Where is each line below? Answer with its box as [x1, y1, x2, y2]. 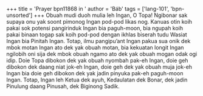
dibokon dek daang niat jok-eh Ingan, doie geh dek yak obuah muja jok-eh [6, 63, 193, 70]
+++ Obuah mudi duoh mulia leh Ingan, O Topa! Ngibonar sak [33, 12, 188, 19]
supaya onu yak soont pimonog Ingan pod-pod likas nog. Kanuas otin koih [6, 18, 193, 25]
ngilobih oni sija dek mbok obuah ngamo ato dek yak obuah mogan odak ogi [6, 50, 198, 57]
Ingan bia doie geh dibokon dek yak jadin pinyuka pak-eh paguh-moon [6, 70, 184, 77]
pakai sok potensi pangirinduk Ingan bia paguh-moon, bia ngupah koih [6, 24, 184, 32]
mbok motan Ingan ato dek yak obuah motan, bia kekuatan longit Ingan [6, 44, 184, 51]
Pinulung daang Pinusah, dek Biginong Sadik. [6, 83, 120, 90]
